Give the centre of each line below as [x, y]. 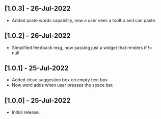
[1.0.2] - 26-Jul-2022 [38, 36]
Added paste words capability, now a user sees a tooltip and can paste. [84, 20]
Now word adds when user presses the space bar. [63, 85]
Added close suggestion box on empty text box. [60, 80]
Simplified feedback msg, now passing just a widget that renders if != [82, 48]
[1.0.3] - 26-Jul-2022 [38, 9]
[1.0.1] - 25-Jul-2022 [37, 68]
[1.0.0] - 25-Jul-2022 [38, 100]
